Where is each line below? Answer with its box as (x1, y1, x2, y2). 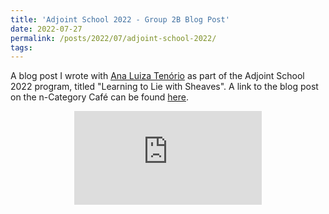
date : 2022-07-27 (10, 24, 83, 34)
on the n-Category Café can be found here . (10, 91, 189, 103)
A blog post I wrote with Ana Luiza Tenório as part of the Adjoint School (10, 70, 305, 82)
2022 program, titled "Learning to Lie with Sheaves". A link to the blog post (10, 81, 319, 93)
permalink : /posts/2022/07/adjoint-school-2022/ (10, 33, 217, 43)
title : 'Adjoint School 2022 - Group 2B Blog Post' (10, 14, 230, 25)
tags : (10, 42, 33, 53)
